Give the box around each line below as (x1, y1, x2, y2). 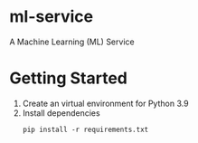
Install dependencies (22, 107, 101, 119)
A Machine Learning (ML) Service (9, 36, 135, 47)
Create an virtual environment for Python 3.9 (22, 98, 189, 109)
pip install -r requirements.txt (22, 125, 149, 134)
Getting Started (9, 68, 128, 89)
